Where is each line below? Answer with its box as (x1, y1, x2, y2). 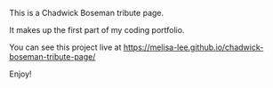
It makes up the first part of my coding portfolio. (9, 25, 185, 35)
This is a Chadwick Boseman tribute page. (9, 8, 165, 18)
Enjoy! (9, 68, 33, 79)
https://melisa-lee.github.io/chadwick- (123, 42, 264, 52)
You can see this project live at (9, 42, 122, 52)
